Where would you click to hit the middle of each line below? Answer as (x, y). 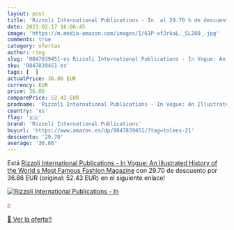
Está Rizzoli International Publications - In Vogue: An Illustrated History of (112, 163)
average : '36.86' (32, 144)
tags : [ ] (23, 72)
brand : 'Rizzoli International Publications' (74, 124)
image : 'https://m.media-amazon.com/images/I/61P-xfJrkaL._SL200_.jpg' (113, 33)
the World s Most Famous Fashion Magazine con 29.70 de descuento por (112, 171)
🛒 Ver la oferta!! (30, 220)
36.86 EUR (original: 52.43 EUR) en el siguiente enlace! (86, 178)
